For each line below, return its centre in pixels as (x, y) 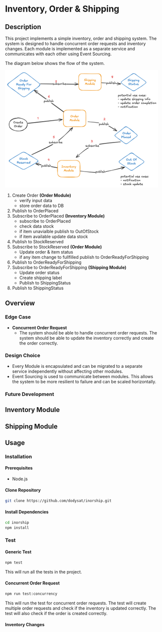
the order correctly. (39, 343)
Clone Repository (23, 490)
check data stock (37, 226)
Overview (20, 303)
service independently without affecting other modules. (67, 371)
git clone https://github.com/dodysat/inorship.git (58, 501)
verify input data (36, 200)
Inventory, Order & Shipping (62, 9)
